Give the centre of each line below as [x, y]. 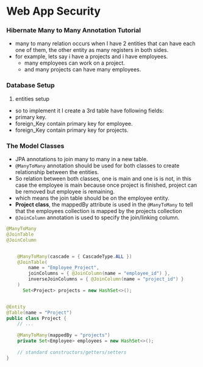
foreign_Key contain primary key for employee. [74, 123]
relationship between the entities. [57, 172]
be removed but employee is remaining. [65, 192]
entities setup [32, 98]
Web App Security [54, 11]
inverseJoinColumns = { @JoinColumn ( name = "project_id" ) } [106, 279]
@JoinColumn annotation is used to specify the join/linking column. [97, 217]
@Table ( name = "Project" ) [39, 313]
